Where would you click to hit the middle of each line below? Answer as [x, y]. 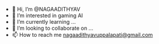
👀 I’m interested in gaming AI [47, 15]
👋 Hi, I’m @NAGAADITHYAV [46, 9]
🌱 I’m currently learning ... [44, 22]
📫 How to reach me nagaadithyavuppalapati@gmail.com [82, 35]
